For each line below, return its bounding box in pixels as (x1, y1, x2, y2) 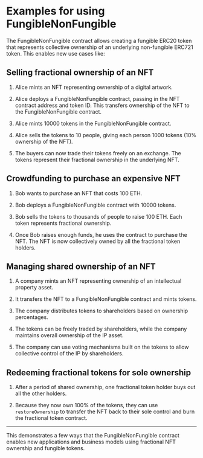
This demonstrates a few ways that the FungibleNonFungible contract (6, 432, 180, 439)
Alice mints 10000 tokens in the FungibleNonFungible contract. (14, 120, 172, 127)
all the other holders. (14, 390, 67, 397)
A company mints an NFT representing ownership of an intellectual (14, 277, 182, 285)
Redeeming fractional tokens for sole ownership (6, 367, 192, 378)
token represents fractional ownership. (14, 219, 112, 227)
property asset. (14, 284, 54, 291)
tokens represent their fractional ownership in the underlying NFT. (14, 156, 179, 163)
